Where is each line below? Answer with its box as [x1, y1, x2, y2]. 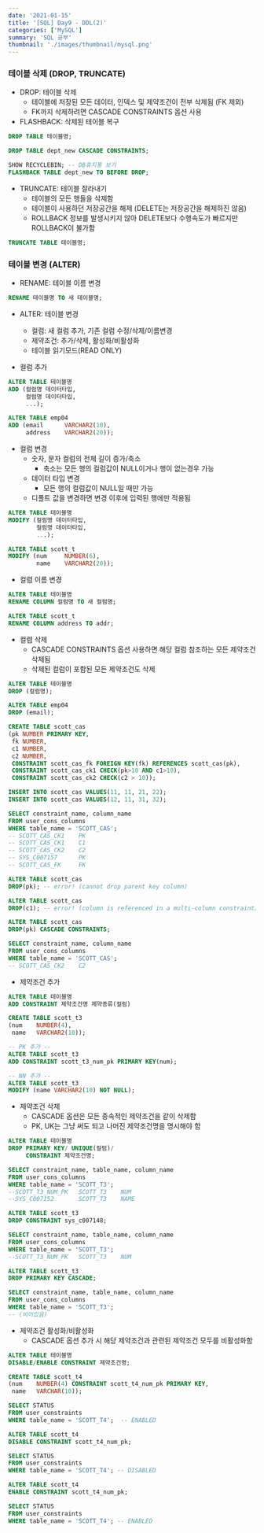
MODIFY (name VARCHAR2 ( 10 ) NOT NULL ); [8, 1087, 135, 1095]
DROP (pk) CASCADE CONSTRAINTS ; [8, 925, 111, 933]
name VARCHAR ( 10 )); [11, 1387, 82, 1395]
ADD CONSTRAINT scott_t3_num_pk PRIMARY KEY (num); [8, 1058, 178, 1066]
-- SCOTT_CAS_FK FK [8, 861, 86, 870]
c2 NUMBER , [11, 752, 47, 760]
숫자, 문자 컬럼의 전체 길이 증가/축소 [31, 454, 141, 464]
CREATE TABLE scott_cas [8, 723, 86, 731]
